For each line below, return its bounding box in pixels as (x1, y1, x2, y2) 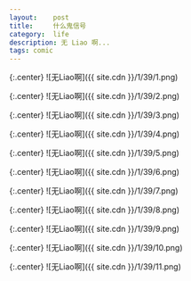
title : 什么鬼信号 (9, 21, 87, 30)
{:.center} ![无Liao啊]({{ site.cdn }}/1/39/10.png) (9, 243, 184, 253)
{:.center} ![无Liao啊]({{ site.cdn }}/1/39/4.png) (9, 128, 180, 139)
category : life (9, 29, 69, 38)
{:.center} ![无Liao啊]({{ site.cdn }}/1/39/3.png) (9, 110, 180, 120)
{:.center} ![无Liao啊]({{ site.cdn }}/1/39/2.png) (9, 91, 180, 102)
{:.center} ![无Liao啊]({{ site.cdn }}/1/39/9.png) (9, 224, 180, 235)
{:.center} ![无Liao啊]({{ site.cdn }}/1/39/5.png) (9, 148, 179, 159)
